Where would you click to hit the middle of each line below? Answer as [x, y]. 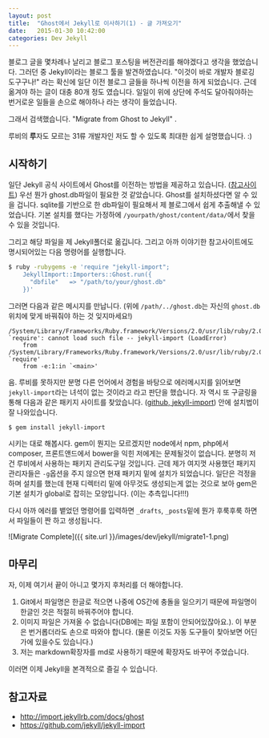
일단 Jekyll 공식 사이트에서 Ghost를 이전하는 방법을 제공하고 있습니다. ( [120, 184]
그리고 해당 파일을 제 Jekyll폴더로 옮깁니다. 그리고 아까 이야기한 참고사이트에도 [131, 242]
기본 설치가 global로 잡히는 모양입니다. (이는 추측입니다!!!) [99, 493]
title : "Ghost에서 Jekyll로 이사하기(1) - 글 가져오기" [95, 23]
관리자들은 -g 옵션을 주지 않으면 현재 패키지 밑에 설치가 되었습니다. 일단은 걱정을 [132, 473]
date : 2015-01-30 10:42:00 [57, 30]
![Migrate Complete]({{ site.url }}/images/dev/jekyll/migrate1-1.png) [119, 537]
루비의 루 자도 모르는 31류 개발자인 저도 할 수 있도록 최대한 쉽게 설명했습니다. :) [130, 136]
